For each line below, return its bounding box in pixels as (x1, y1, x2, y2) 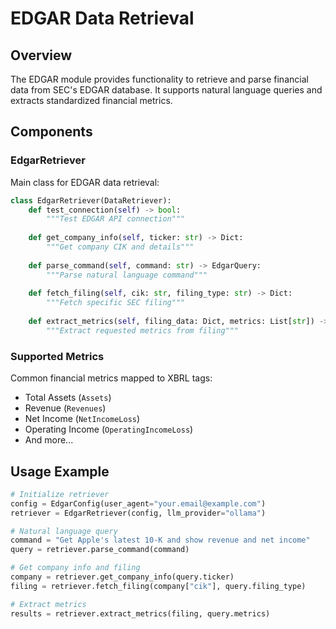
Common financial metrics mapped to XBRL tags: (10, 372, 213, 384)
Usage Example (10, 463, 110, 480)
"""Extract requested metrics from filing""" (46, 325, 240, 336)
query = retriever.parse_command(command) (10, 545, 190, 555)
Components (10, 123, 93, 141)
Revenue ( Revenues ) (24, 402, 107, 414)
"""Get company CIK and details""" (46, 242, 195, 252)
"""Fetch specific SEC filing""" (46, 298, 186, 308)
